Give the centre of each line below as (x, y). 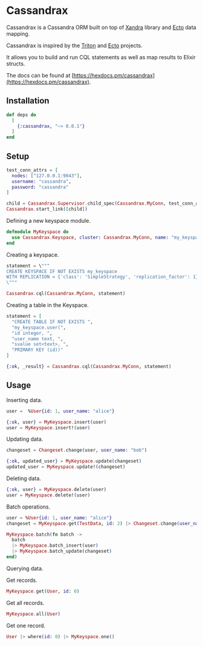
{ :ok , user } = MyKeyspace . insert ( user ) (56, 422)
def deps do (21, 115)
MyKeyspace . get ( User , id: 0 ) (43, 591)
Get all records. (25, 602)
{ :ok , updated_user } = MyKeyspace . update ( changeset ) (74, 461)
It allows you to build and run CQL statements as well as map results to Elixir (101, 57)
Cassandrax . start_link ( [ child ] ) (47, 209)
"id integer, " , (32, 333)
